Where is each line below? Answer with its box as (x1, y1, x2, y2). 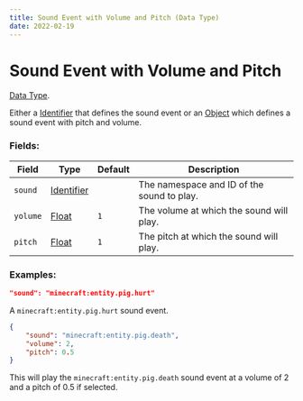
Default (97, 163, 131, 176)
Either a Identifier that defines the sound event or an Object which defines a (9, 107, 291, 118)
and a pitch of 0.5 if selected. (9, 382, 118, 393)
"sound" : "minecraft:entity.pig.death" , (25, 331, 179, 340)
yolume (14, 211, 42, 221)
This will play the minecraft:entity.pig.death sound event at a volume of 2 (9, 372, 289, 383)
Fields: (9, 140, 41, 152)
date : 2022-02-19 (9, 22, 75, 31)
